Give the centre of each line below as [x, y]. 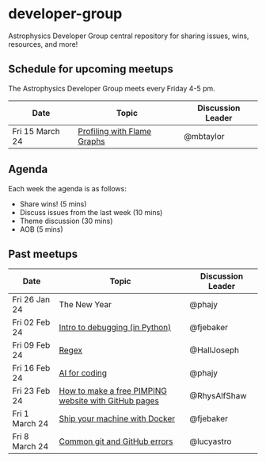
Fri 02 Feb [31, 322]
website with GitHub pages [109, 401]
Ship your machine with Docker [117, 419]
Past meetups [43, 254]
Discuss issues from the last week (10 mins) [91, 212]
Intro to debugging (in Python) [115, 328]
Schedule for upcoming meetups [91, 69]
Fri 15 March [36, 131]
